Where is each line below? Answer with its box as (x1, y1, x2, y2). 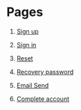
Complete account (16, 95, 70, 103)
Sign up (16, 27, 39, 36)
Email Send (16, 81, 49, 89)
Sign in (16, 40, 37, 49)
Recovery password (16, 68, 74, 76)
